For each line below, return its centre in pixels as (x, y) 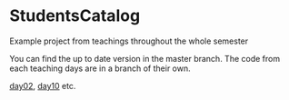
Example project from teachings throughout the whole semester (129, 41)
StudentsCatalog (75, 16)
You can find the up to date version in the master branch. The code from (144, 58)
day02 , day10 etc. (43, 85)
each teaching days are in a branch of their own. (100, 68)
